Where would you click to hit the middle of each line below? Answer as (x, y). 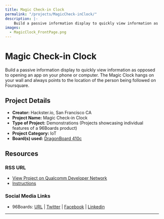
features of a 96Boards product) (44, 128)
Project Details (28, 101)
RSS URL (16, 168)
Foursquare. (17, 85)
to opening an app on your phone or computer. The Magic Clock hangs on (80, 75)
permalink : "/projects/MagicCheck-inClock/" (51, 14)
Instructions (24, 183)
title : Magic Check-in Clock (35, 10)
